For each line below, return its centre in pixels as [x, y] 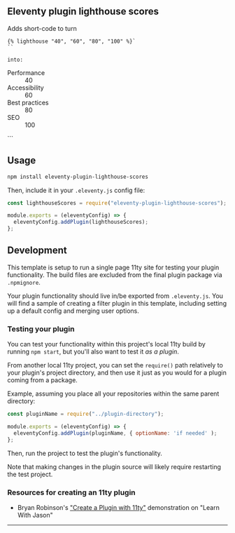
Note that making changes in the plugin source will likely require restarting [114, 466]
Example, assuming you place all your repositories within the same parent [113, 394]
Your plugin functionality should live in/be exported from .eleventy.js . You [115, 296]
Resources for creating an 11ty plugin [72, 492]
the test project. [30, 474]
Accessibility [26, 88]
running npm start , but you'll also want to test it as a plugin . [93, 352]
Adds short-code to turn [42, 28]
